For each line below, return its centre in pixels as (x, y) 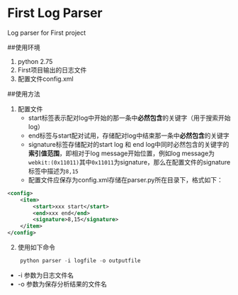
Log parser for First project (47, 33)
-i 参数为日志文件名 (46, 275)
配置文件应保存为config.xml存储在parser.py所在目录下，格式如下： (125, 179)
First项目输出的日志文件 (52, 69)
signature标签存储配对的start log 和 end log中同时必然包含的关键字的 (129, 144)
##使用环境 (24, 47)
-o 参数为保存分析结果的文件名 (62, 284)
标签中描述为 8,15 (53, 171)
